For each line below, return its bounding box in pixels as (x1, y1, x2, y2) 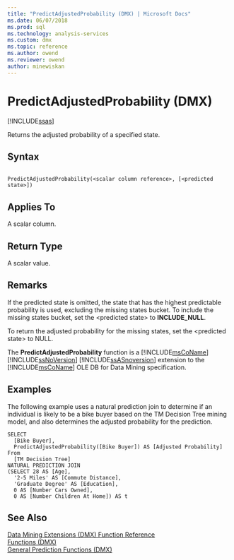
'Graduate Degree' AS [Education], (13, 480, 119, 487)
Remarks (7, 280, 48, 292)
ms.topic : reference (7, 43, 69, 50)
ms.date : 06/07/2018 (7, 17, 69, 24)
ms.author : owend (7, 50, 59, 57)
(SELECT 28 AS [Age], (7, 467, 71, 475)
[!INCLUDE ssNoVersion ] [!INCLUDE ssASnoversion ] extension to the (7, 355, 205, 364)
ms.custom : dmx (7, 37, 52, 44)
